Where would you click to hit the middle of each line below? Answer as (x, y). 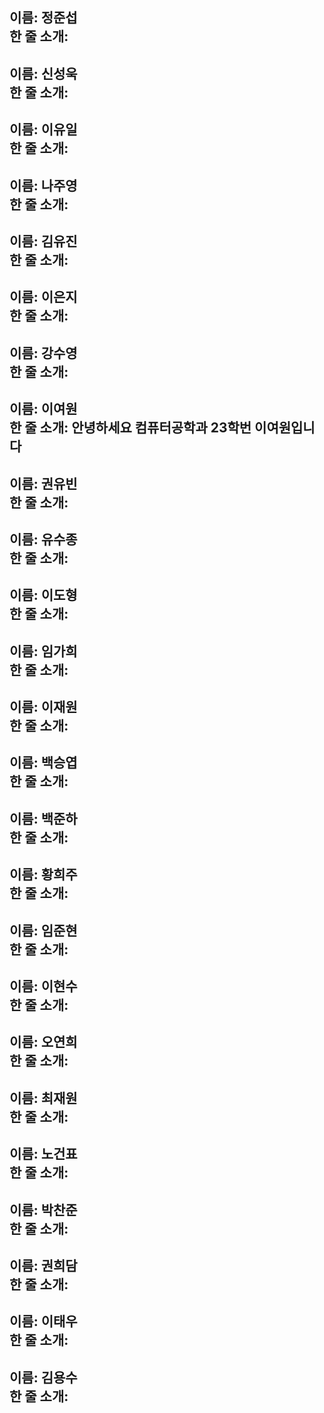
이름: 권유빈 (43, 483)
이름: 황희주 (43, 874)
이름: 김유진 (43, 241)
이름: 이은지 (43, 297)
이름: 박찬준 (43, 1209)
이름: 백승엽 (43, 763)
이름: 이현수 (43, 986)
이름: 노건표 (43, 1154)
